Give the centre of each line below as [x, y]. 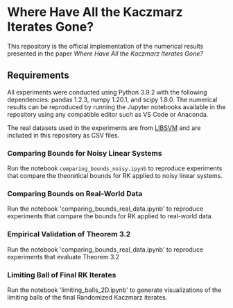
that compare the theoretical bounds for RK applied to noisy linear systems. [115, 176]
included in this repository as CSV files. [63, 135]
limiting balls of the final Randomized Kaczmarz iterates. [87, 297]
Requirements [38, 75]
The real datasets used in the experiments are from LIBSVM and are [104, 128]
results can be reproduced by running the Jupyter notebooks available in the [116, 107]
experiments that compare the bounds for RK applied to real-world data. [110, 216]
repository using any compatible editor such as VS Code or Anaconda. [108, 114]
